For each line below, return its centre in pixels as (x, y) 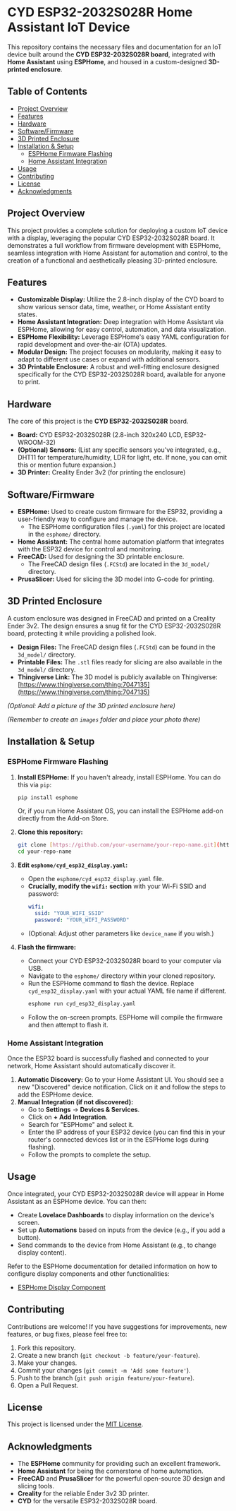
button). (29, 1237)
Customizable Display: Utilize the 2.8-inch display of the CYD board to (120, 299)
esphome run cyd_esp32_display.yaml (82, 1003)
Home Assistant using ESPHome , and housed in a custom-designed (107, 61)
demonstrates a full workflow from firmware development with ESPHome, (114, 245)
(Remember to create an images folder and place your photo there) (104, 719)
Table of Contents (48, 91)
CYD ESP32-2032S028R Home (100, 12)
